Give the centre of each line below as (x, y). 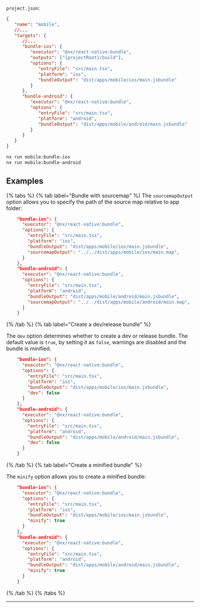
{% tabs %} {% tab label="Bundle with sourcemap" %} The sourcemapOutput (100, 195)
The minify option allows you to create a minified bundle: (76, 477)
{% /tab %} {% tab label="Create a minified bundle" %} (74, 465)
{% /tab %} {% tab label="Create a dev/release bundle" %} (79, 325)
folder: (14, 208)
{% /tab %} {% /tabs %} (36, 593)
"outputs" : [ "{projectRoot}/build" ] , (77, 58)
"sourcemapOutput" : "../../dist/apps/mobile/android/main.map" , (109, 302)
